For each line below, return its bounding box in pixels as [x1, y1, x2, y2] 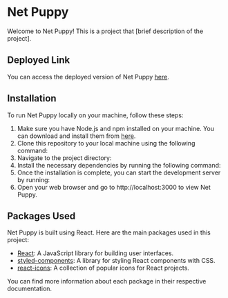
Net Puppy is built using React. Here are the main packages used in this [7, 228, 211, 237]
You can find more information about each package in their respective [7, 277, 207, 286]
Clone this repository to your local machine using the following [17, 139, 196, 147]
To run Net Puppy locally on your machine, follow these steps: [7, 111, 184, 119]
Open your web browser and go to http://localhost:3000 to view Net [17, 183, 211, 191]
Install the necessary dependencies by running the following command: [17, 161, 221, 169]
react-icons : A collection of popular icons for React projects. [17, 264, 190, 272]
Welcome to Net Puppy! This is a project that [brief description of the [7, 27, 204, 35]
